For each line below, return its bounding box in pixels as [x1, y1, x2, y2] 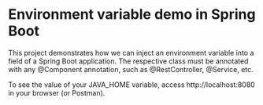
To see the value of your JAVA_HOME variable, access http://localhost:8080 [8, 80, 256, 89]
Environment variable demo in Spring [8, 5, 256, 24]
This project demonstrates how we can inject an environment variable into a [8, 48, 254, 57]
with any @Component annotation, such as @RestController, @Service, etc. [8, 64, 254, 74]
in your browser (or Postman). [8, 88, 106, 97]
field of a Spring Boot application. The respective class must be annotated [8, 56, 249, 66]
